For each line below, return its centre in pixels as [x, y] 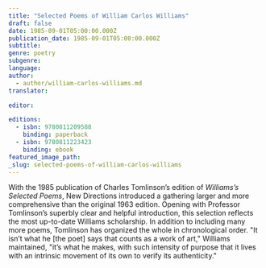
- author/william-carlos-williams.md [79, 83]
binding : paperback [56, 135]
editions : [25, 120]
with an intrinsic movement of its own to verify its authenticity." [113, 256]
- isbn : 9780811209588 [54, 127]
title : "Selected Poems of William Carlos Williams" [99, 16]
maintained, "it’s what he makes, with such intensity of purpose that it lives [132, 247]
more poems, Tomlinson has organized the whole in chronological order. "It [133, 230]
